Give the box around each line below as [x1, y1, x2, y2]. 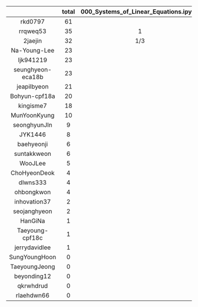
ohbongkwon [14, 188, 51, 196]
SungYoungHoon [9, 253, 57, 261]
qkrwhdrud [17, 282, 48, 290]
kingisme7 [18, 102, 47, 110]
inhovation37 [14, 198, 51, 205]
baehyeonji [17, 140, 48, 148]
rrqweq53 [18, 27, 47, 35]
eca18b [21, 73, 44, 81]
